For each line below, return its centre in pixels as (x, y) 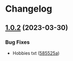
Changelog (29, 9)
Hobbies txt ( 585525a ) (36, 53)
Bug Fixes (18, 42)
